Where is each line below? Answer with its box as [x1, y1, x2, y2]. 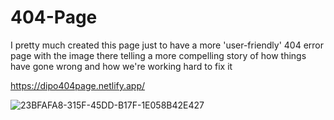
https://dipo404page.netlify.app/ [10, 79, 146, 91]
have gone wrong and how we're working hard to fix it [10, 60, 233, 72]
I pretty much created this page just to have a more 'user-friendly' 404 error [10, 39, 325, 51]
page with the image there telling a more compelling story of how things [10, 49, 307, 61]
